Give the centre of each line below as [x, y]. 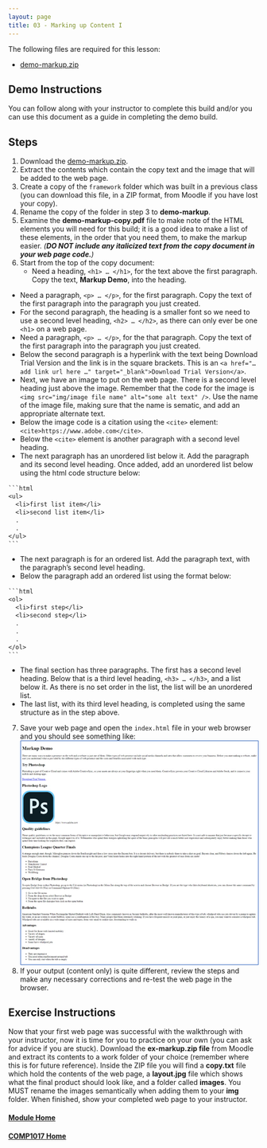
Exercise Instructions [62, 1012]
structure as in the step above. [70, 712]
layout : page [30, 17]
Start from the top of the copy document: [87, 263]
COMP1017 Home [37, 1136]
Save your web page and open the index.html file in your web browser [135, 728]
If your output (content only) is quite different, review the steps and [130, 970]
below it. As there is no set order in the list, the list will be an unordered [136, 687]
